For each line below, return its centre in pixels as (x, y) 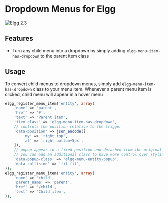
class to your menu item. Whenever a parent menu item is (92, 89)
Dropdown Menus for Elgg (60, 9)
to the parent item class (65, 56)
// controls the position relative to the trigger (68, 126)
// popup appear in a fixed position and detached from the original (88, 150)
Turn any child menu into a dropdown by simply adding (69, 50)
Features (19, 39)
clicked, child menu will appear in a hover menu (54, 94)
